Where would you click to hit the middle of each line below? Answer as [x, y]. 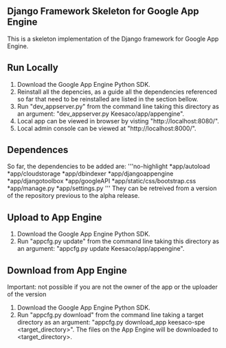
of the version [27, 294]
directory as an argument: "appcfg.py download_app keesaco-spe [111, 323]
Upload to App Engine [55, 217]
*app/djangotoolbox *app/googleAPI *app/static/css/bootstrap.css [102, 181]
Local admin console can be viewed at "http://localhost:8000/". [107, 128]
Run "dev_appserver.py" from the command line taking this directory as [118, 106]
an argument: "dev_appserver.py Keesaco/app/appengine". [101, 114]
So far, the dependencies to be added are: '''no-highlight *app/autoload [109, 166]
